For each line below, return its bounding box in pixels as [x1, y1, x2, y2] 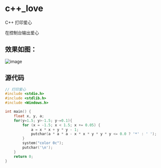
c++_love [5, 3, 44, 14]
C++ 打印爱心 [5, 19, 32, 25]
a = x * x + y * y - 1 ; [30, 127, 79, 132]
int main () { [5, 109, 31, 114]
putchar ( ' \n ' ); [22, 145, 53, 150]
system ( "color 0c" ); [22, 141, 64, 146]
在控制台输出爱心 [5, 30, 39, 35]
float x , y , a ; [14, 113, 44, 119]
